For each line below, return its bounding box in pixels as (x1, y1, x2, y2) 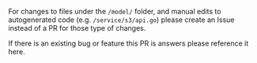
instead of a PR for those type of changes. (8, 24, 146, 32)
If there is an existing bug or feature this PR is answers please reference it (8, 39, 249, 48)
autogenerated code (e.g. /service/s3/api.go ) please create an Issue (8, 15, 235, 24)
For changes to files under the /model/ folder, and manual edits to (8, 7, 221, 16)
